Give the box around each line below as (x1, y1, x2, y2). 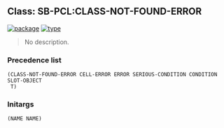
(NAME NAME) (7, 115, 42, 122)
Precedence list (7, 55, 62, 65)
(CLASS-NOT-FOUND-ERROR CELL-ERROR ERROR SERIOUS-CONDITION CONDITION (7, 71, 218, 78)
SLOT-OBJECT (7, 77, 42, 85)
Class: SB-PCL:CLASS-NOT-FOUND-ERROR (7, 6, 202, 17)
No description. (24, 38, 69, 46)
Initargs (7, 99, 34, 109)
